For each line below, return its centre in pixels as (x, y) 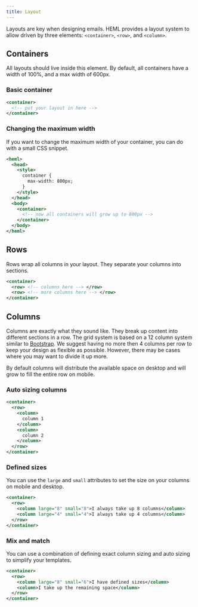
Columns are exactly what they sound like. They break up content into (92, 331)
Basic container (29, 90)
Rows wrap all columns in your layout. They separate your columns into (94, 264)
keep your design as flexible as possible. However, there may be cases (93, 350)
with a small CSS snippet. (37, 148)
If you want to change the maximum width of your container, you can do (95, 141)
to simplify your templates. (39, 560)
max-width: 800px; (50, 181)
